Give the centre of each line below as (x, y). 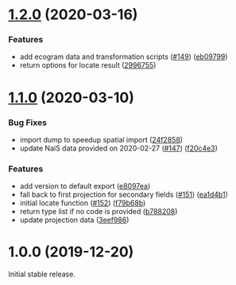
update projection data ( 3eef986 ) (74, 220)
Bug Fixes (28, 123)
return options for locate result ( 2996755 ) (88, 65)
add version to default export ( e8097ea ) (85, 186)
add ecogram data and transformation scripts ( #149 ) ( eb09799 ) (124, 57)
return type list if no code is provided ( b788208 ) (99, 212)
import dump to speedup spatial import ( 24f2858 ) (101, 139)
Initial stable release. (42, 274)
